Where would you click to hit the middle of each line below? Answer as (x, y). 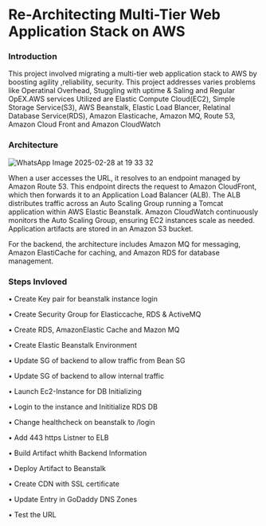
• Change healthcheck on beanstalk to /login (82, 423)
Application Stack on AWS (97, 31)
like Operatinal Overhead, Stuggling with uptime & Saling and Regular (121, 91)
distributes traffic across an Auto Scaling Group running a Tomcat (116, 203)
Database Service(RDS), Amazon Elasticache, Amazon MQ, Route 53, (122, 116)
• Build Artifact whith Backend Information (78, 453)
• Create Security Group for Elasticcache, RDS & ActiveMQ (105, 314)
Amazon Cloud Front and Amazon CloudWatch (84, 124)
